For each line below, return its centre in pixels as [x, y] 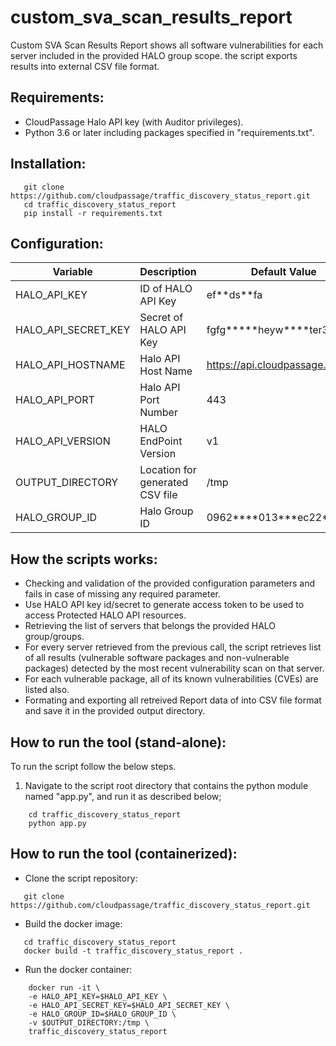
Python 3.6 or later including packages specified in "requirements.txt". [169, 132]
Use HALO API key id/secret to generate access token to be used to [164, 605]
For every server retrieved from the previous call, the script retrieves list [173, 647]
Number [158, 413]
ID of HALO [166, 289]
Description [168, 272]
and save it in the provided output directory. [115, 711]
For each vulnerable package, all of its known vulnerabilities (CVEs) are [171, 679]
